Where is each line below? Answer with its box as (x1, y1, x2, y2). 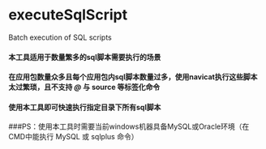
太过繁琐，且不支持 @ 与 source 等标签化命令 (8, 83, 161, 92)
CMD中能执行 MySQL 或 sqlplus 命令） (8, 132, 139, 142)
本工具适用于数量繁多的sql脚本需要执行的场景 (8, 52, 161, 62)
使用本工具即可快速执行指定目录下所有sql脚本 (8, 102, 161, 112)
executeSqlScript (8, 6, 128, 24)
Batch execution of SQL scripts (8, 32, 112, 42)
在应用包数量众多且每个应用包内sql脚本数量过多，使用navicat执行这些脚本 (8, 72, 258, 82)
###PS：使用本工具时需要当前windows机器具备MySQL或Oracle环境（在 (8, 121, 250, 131)
